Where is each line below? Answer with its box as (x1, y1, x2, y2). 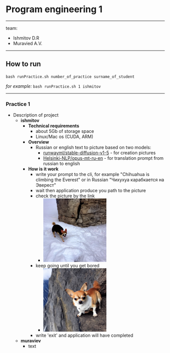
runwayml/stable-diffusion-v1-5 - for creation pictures (43, 150, 156, 156)
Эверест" (35, 182, 56, 188)
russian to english (43, 161, 80, 167)
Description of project (13, 112, 59, 118)
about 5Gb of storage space (35, 128, 94, 134)
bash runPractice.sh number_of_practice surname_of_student (6, 74, 135, 79)
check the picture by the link (35, 193, 95, 199)
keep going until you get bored (35, 263, 100, 269)
